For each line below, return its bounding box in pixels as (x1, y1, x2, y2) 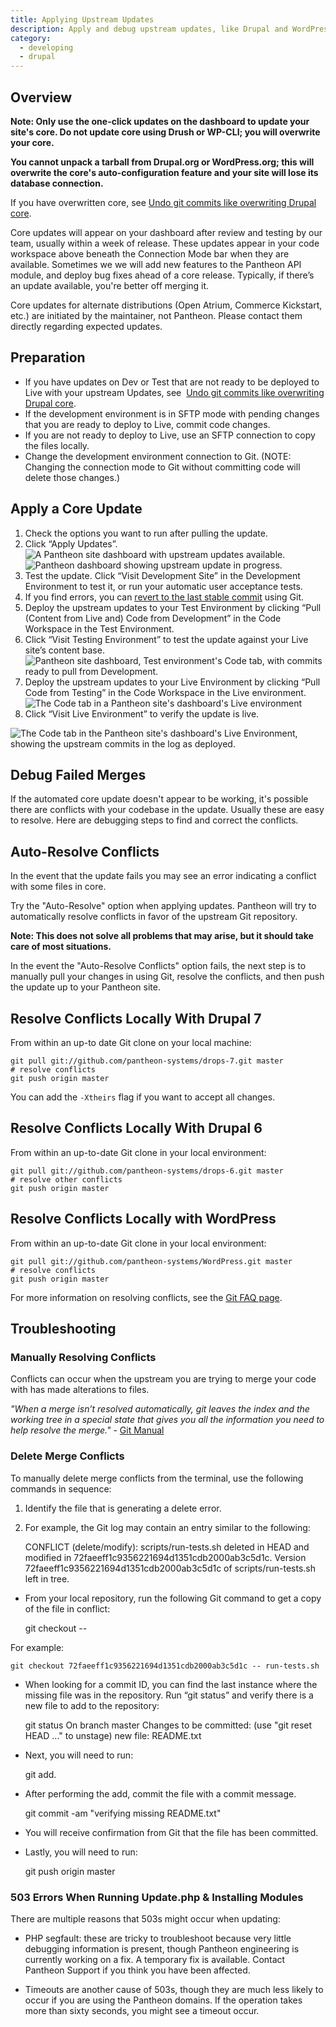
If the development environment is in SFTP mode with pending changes (24, 407, 320, 420)
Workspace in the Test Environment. (24, 622, 175, 635)
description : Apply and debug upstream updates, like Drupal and (10, 24, 288, 34)
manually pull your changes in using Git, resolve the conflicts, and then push (10, 971, 325, 983)
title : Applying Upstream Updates (10, 14, 155, 25)
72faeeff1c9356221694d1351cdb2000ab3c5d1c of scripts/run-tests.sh (24, 1562, 317, 1574)
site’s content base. (24, 644, 105, 656)
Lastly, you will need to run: (24, 1846, 138, 1858)
